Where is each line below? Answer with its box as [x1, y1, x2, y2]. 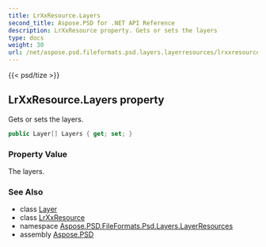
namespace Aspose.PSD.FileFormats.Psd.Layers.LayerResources [19, 222, 234, 231]
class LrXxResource [19, 213, 85, 222]
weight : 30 [8, 41, 44, 49]
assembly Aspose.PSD [19, 230, 94, 239]
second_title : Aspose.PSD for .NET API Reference [8, 19, 176, 27]
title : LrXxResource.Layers [8, 11, 101, 20]
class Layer [19, 204, 58, 214]
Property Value [8, 149, 68, 160]
